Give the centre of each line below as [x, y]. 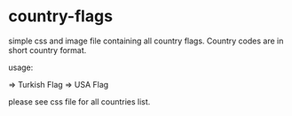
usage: [21, 67]
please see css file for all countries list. [79, 101]
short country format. [47, 50]
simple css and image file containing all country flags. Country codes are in [146, 41]
